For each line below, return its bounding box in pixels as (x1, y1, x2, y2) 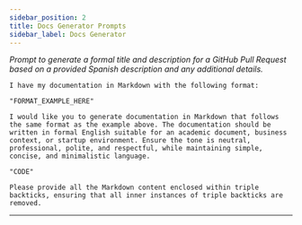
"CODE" (9, 168, 34, 177)
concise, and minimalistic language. (9, 151, 151, 161)
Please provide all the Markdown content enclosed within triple (9, 183, 259, 193)
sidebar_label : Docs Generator (9, 30, 127, 39)
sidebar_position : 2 (9, 13, 87, 22)
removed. (9, 199, 42, 208)
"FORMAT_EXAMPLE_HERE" (9, 97, 94, 106)
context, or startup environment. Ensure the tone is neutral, (9, 136, 252, 145)
